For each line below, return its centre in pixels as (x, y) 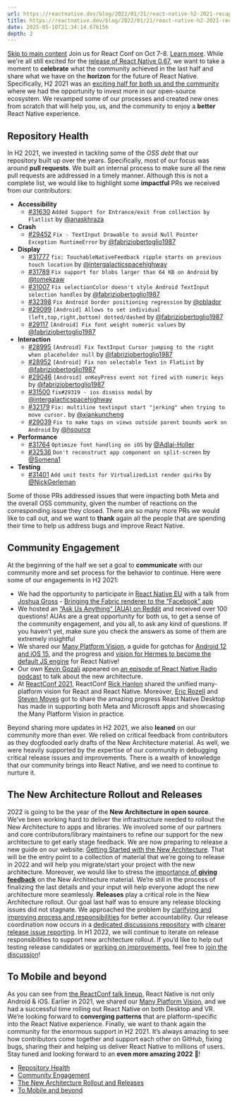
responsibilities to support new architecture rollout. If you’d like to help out (115, 939)
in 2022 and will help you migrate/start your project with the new (101, 864)
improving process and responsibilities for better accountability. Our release (117, 917)
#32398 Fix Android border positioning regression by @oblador (125, 302)
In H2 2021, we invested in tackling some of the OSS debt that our (103, 153)
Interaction (34, 339)
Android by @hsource (59, 430)
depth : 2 (20, 34)
